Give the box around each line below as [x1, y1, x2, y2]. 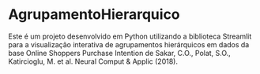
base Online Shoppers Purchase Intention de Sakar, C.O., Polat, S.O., [8, 48, 231, 57]
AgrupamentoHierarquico [8, 6, 180, 24]
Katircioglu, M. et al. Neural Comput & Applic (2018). [8, 57, 178, 66]
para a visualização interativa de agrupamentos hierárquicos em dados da [8, 39, 250, 49]
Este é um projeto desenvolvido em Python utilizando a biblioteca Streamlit [8, 31, 252, 41]
